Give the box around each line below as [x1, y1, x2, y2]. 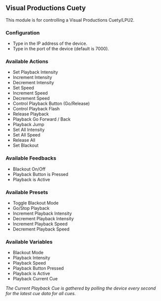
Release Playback [12, 111, 49, 117]
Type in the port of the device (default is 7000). [12, 46, 109, 52]
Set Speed [12, 85, 34, 91]
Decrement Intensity [12, 80, 54, 86]
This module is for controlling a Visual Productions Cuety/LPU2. [5, 17, 135, 23]
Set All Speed [12, 132, 41, 138]
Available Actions [5, 58, 49, 65]
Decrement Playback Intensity [12, 216, 74, 221]
